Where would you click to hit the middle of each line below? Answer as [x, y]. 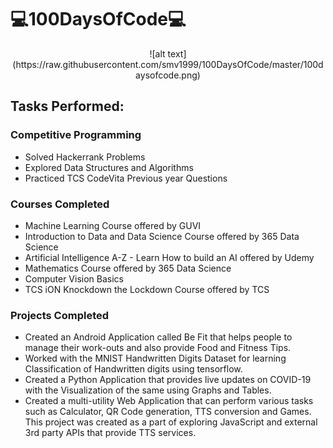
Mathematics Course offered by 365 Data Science [128, 268]
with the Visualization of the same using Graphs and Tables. [148, 390]
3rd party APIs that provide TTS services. [110, 433]
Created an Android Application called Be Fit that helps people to [158, 337]
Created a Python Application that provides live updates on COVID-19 [168, 380]
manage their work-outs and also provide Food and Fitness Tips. [158, 348]
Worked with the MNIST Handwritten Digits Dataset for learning [155, 358]
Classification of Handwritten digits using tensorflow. [133, 369]
